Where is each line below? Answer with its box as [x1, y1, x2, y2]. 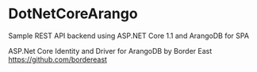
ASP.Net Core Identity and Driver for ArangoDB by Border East [8, 46, 213, 55]
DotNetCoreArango [8, 5, 138, 23]
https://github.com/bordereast [8, 55, 107, 64]
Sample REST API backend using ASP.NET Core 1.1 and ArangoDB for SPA [8, 31, 250, 40]
